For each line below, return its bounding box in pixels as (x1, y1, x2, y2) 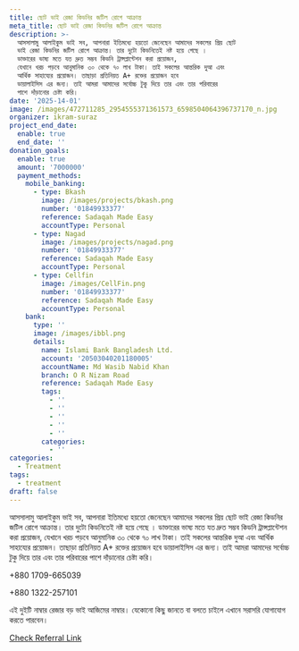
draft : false (9, 486, 58, 496)
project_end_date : (9, 122, 78, 131)
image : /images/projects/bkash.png (41, 196, 174, 206)
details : (32, 337, 66, 346)
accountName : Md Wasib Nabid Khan (41, 362, 170, 371)
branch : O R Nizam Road (41, 370, 129, 380)
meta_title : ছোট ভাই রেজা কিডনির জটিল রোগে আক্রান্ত (9, 21, 162, 30)
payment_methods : (17, 171, 82, 180)
